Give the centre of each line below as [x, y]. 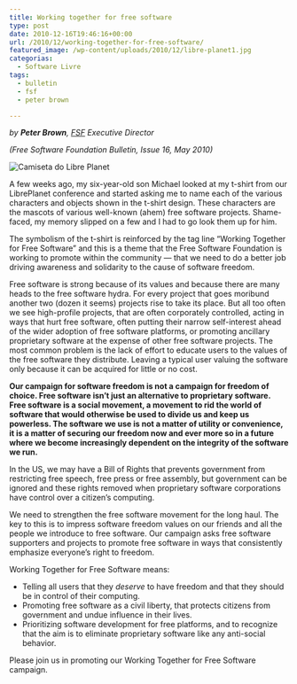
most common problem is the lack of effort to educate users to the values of [148, 350]
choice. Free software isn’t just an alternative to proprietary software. [140, 396]
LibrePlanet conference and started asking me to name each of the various [146, 194]
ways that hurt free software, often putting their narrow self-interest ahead [145, 322]
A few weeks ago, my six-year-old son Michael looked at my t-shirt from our [148, 184]
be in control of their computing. [81, 596]
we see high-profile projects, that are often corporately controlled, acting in [147, 313]
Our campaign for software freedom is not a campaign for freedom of [139, 386]
